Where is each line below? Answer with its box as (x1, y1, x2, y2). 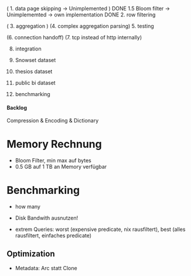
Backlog (6, 104, 27, 111)
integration (15, 45, 42, 52)
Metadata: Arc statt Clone (15, 264, 78, 271)
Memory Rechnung (6, 138, 102, 151)
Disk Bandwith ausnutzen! (15, 214, 79, 222)
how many (15, 203, 40, 210)
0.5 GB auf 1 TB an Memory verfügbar (15, 163, 107, 171)
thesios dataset (15, 68, 53, 75)
